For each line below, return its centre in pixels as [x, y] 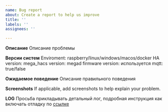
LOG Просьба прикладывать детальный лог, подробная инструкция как [84, 99]
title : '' [16, 19]
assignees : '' [20, 29]
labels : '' [17, 24]
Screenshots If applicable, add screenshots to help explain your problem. [83, 89]
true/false [16, 69]
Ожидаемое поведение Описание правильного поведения [70, 79]
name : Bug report [24, 10]
